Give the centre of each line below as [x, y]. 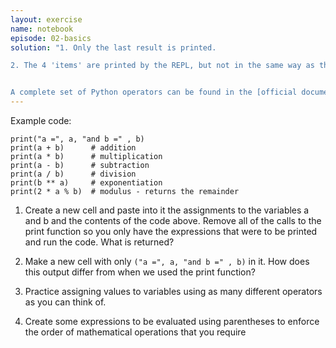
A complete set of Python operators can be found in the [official [154, 92]
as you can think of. [65, 302]
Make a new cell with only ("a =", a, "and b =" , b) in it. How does [167, 261]
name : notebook [42, 29]
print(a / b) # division [73, 174]
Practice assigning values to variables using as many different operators [173, 291]
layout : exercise [46, 19]
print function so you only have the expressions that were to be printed [171, 231]
